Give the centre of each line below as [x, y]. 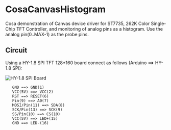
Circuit [16, 50]
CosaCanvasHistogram [56, 9]
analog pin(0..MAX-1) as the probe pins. [47, 34]
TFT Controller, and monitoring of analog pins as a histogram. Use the [90, 29]
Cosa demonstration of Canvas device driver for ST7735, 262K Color [78, 23]
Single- [158, 23]
